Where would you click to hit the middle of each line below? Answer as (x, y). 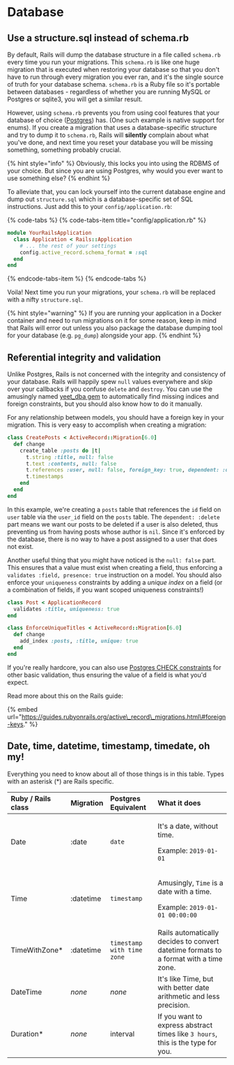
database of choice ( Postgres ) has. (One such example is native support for (116, 120)
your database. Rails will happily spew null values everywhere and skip (110, 382)
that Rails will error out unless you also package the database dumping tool (115, 328)
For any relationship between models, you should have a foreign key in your (116, 418)
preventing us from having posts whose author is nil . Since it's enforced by (116, 531)
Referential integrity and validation (84, 357)
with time (126, 950)
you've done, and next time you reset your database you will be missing (110, 142)
